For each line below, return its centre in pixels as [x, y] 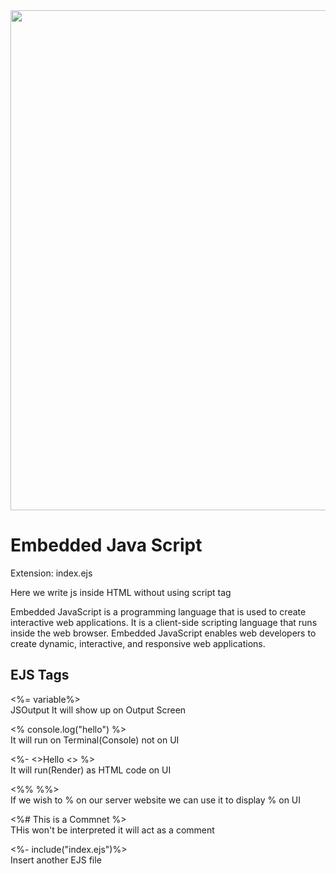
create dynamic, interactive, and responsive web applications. [138, 643]
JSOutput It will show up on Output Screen [98, 710]
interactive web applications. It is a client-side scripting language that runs [164, 622]
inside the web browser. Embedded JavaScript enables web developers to [163, 633]
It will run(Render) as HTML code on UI [91, 770]
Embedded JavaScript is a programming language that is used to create [158, 611]
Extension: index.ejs [51, 573]
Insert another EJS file [56, 860]
